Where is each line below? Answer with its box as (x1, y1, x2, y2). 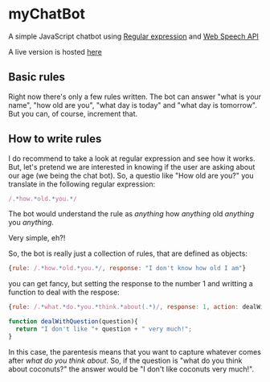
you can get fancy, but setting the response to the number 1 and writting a (8, 279, 253, 289)
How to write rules (8, 132, 102, 146)
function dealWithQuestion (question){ (8, 318, 138, 326)
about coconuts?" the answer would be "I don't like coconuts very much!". (8, 364, 255, 374)
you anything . (8, 218, 55, 228)
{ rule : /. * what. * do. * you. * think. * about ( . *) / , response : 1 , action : (8, 303, 239, 311)
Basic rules (8, 70, 66, 84)
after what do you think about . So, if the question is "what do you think (8, 355, 243, 365)
